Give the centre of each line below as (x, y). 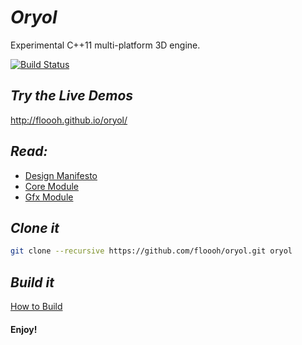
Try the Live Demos (72, 96)
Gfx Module (49, 197)
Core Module (51, 186)
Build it (32, 282)
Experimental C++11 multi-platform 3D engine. (105, 45)
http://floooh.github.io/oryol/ (69, 120)
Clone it (35, 227)
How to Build (36, 307)
